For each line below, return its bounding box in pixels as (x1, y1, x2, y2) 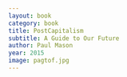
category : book (8, 19, 59, 27)
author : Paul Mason (8, 42, 73, 50)
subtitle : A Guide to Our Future (8, 34, 120, 43)
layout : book (8, 11, 52, 20)
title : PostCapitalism (8, 26, 84, 34)
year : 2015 (8, 49, 45, 57)
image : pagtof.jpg (8, 57, 69, 65)
